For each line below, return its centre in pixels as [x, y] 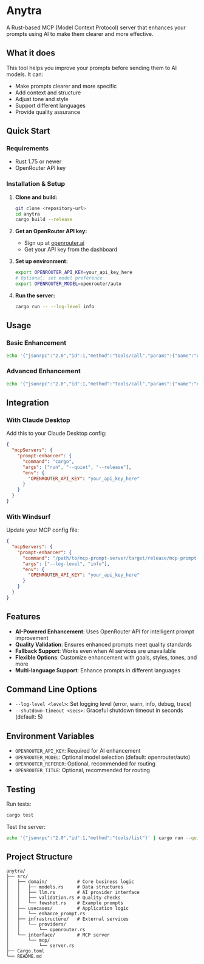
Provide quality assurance [48, 112]
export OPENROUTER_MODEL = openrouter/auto [68, 284]
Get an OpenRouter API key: [51, 231]
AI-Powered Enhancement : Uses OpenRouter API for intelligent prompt [104, 632]
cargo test [20, 815]
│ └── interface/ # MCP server [58, 935]
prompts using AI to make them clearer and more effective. [80, 33]
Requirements [28, 149]
